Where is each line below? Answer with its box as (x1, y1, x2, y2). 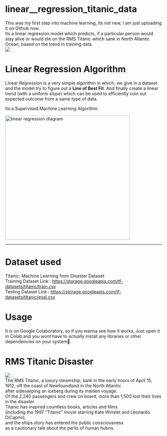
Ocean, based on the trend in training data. (5, 41, 93, 47)
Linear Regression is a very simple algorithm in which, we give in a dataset (5, 80, 158, 86)
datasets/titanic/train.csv (5, 283, 56, 289)
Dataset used (5, 256, 61, 268)
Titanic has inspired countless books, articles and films (5, 404, 118, 410)
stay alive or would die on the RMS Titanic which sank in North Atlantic (5, 36, 150, 42)
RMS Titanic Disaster (5, 356, 93, 367)
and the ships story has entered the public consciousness (5, 420, 124, 426)
